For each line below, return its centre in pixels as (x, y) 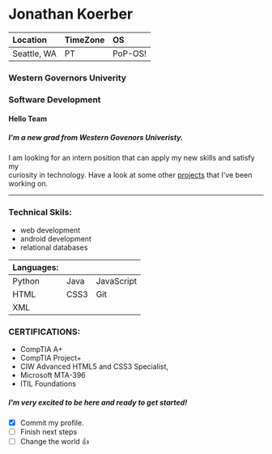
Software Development (55, 100)
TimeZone (85, 40)
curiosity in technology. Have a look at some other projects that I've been (130, 175)
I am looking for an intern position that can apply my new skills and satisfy (132, 158)
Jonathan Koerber (71, 14)
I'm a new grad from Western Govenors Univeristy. (96, 137)
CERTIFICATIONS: (45, 332)
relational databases (54, 247)
